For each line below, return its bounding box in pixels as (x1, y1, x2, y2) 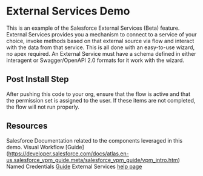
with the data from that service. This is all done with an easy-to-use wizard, (6, 44, 195, 51)
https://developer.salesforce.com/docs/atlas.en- (8, 150, 129, 157)
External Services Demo (6, 4, 130, 18)
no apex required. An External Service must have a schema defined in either (6, 50, 196, 57)
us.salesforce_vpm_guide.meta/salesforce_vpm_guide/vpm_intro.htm (6, 156, 178, 163)
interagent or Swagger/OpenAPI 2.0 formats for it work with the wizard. (6, 56, 185, 64)
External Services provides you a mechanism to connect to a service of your (6, 30, 197, 38)
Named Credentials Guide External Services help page (6, 163, 142, 170)
